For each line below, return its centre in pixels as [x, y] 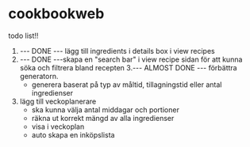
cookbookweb [56, 14]
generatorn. [39, 76]
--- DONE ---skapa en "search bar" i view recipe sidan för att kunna [131, 59]
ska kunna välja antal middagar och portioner [106, 109]
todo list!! [23, 36]
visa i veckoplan [58, 126]
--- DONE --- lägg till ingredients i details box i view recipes [117, 51]
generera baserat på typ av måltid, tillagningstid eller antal [127, 85]
